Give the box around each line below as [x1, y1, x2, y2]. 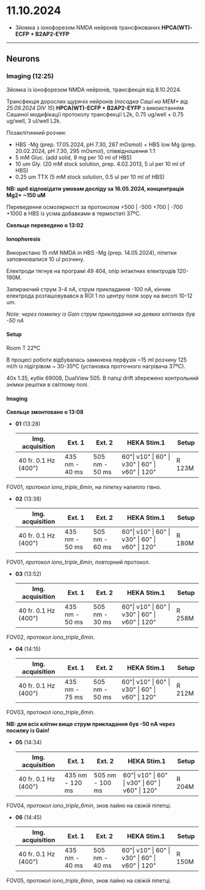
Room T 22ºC [6, 344, 41, 352]
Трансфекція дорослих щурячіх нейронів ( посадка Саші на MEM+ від [6, 98, 188, 105]
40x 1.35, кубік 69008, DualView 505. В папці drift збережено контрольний [6, 374, 199, 382]
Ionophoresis [6, 235, 41, 243]
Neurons [6, 54, 40, 64]
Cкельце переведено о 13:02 [6, 221, 84, 229]
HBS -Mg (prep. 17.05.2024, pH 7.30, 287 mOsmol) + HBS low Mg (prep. [15, 141, 196, 148]
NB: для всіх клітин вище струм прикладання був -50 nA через [6, 721, 175, 728]
